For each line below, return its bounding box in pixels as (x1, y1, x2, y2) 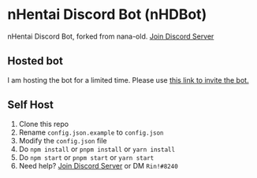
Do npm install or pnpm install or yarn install (18, 144, 175, 154)
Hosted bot (7, 54, 64, 68)
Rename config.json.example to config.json (18, 128, 164, 137)
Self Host (7, 98, 54, 112)
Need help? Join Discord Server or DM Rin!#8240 (18, 161, 178, 170)
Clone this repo (18, 119, 69, 128)
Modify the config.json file (18, 135, 107, 145)
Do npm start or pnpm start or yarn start (18, 152, 155, 162)
